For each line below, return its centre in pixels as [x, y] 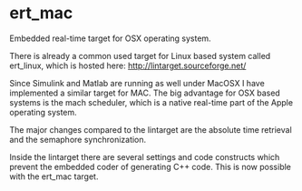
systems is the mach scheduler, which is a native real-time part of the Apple [151, 102]
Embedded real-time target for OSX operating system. [110, 38]
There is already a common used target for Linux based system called [140, 55]
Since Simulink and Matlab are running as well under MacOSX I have [137, 83]
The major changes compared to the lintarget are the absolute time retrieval [151, 129]
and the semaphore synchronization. [78, 139]
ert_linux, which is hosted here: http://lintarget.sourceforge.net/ [128, 65]
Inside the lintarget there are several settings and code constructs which [145, 156]
